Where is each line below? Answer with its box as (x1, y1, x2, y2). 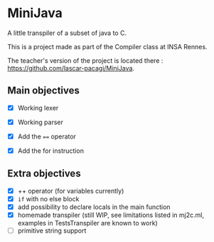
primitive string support (17, 226, 87, 235)
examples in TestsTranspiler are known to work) (17, 219, 158, 228)
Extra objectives (7, 168, 81, 180)
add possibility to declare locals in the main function (17, 202, 171, 211)
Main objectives (7, 84, 80, 97)
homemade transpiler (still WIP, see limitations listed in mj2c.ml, (17, 211, 205, 219)
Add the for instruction (17, 146, 84, 155)
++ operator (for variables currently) (17, 186, 124, 195)
